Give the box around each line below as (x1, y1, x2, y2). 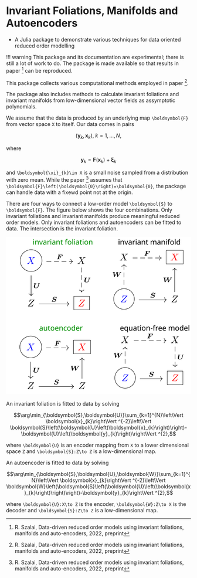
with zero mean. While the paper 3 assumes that (6, 175, 123, 183)
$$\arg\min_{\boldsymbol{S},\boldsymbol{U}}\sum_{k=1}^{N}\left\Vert (13, 412, 184, 419)
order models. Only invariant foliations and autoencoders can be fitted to (6, 219, 182, 226)
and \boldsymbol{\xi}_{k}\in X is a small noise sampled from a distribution (6, 169, 189, 176)
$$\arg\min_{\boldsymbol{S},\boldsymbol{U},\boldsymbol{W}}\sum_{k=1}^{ (6, 471, 191, 478)
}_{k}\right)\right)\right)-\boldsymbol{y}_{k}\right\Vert (23, 489, 154, 497)
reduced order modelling (14, 42, 75, 49)
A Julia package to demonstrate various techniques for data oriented (14, 36, 181, 43)
